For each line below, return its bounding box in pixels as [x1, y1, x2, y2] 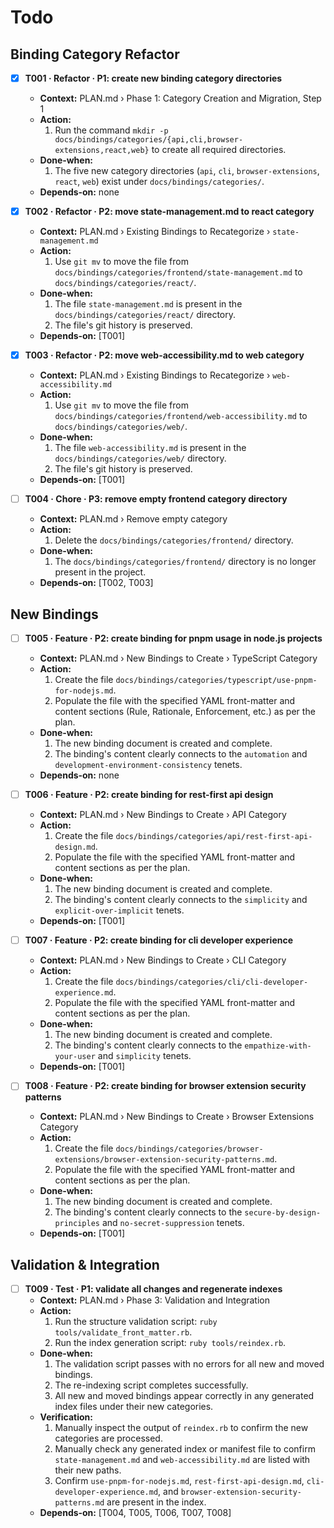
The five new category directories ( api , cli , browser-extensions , [54, 165, 320, 177]
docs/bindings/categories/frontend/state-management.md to [54, 266, 303, 278]
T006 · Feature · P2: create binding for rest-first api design [24, 789, 274, 801]
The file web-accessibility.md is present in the [54, 442, 247, 454]
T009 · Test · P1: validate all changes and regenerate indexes [24, 1283, 283, 1295]
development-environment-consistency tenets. [54, 759, 243, 771]
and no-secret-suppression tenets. [101, 1217, 245, 1229]
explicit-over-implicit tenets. [54, 904, 185, 916]
